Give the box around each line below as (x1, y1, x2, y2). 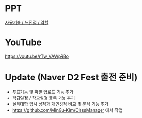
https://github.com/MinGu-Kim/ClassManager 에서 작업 (12, 107, 123, 113)
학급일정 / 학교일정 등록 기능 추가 (12, 95, 75, 100)
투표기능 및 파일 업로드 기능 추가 (12, 89, 74, 95)
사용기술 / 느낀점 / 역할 (5, 20, 49, 25)
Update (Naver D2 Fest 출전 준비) (5, 72, 138, 83)
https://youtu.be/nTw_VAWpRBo (5, 53, 69, 59)
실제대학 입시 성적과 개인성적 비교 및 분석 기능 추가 (12, 101, 109, 107)
